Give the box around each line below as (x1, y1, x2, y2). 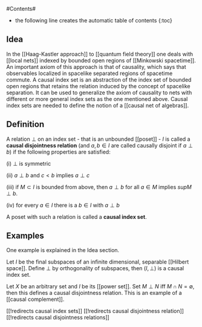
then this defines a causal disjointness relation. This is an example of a (6, 290, 182, 297)
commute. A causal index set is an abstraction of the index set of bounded (6, 76, 192, 83)
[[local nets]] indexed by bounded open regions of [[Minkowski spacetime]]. (6, 57, 197, 64)
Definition (6, 119, 44, 129)
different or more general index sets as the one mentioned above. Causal (6, 95, 188, 102)
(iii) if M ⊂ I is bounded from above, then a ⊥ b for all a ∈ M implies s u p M (6, 183, 192, 190)
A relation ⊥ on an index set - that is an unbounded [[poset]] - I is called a (6, 135, 191, 143)
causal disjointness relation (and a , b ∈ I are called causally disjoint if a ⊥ (6, 141, 194, 149)
